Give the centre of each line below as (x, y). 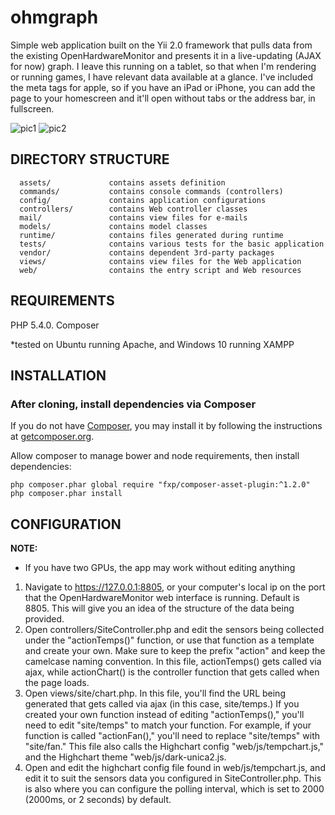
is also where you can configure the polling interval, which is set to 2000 (174, 789)
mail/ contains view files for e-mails (133, 217)
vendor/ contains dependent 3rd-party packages (147, 252)
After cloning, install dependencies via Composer (133, 404)
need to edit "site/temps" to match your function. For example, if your (168, 725)
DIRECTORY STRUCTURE (90, 159)
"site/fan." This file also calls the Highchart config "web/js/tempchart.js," (174, 747)
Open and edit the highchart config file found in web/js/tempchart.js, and (175, 768)
